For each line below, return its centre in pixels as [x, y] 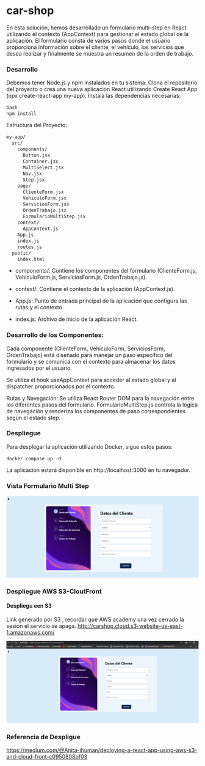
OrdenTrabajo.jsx [45, 211]
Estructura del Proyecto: [37, 125]
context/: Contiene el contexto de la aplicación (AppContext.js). [95, 289]
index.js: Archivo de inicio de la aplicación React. [77, 319]
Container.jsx [41, 162]
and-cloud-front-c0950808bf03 [47, 757]
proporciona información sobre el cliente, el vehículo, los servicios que [95, 47]
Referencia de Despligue [43, 737]
